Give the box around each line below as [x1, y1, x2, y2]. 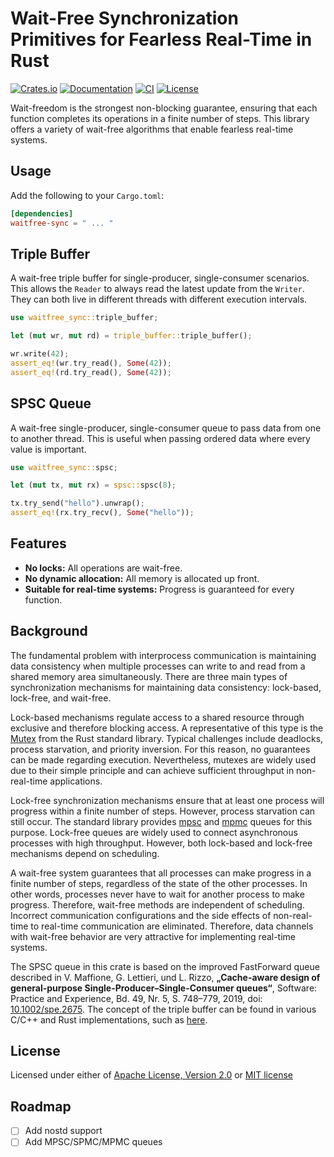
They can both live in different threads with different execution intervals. [10, 293, 308, 306]
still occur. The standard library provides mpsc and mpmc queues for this [10, 815, 313, 827]
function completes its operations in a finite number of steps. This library [10, 112, 310, 124]
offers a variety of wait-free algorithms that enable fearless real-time [10, 123, 294, 135]
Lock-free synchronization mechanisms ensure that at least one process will [10, 794, 325, 806]
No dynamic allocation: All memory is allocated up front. [24, 572, 260, 584]
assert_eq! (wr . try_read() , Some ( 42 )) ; [10, 358, 172, 368]
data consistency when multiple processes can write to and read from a [10, 660, 306, 672]
